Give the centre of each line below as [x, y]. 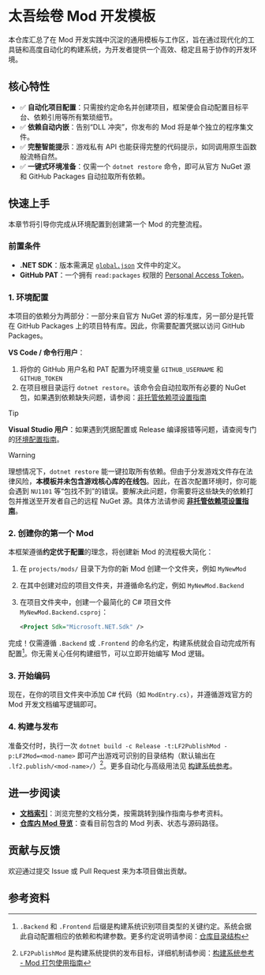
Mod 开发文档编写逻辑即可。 [54, 704]
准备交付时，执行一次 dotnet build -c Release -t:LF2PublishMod [114, 745]
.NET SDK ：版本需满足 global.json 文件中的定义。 [102, 264]
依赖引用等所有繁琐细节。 [75, 117]
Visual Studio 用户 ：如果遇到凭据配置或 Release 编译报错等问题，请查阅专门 [132, 429]
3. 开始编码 [29, 676]
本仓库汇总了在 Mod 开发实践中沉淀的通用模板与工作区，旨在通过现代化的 [128, 39]
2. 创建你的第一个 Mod [51, 534]
